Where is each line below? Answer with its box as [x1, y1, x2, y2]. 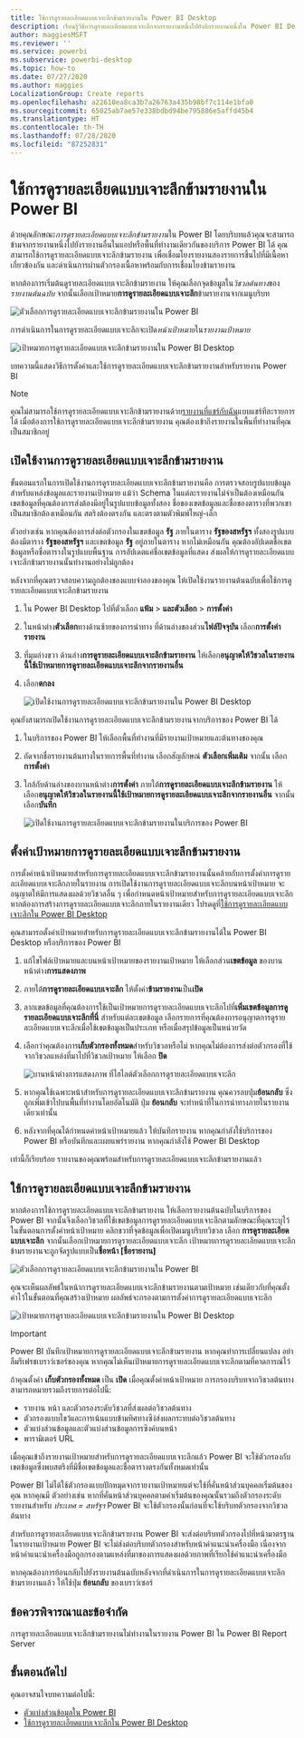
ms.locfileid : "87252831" [10, 140, 108, 149]
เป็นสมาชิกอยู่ [10, 425, 50, 436]
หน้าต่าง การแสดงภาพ [23, 965, 86, 976]
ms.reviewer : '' [10, 38, 71, 48]
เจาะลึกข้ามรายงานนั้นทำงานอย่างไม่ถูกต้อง [10, 556, 134, 567]
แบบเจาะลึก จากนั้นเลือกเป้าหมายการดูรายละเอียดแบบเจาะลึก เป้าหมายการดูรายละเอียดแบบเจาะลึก [10, 1235, 296, 1246]
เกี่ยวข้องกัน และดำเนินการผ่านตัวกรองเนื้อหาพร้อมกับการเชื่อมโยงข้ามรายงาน [10, 259, 236, 270]
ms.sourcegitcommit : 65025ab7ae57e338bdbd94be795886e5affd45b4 [10, 106, 254, 115]
